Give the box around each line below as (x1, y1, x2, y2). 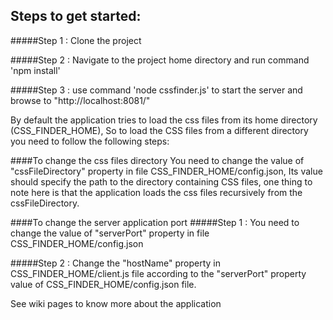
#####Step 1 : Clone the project (10, 34, 142, 46)
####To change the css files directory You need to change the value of (10, 154, 305, 166)
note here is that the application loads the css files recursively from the (10, 186, 303, 198)
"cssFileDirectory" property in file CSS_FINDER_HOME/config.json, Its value (10, 165, 323, 177)
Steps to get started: (10, 8, 142, 25)
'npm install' (10, 64, 61, 76)
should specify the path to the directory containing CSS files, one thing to (10, 175, 313, 188)
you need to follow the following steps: (10, 135, 170, 147)
